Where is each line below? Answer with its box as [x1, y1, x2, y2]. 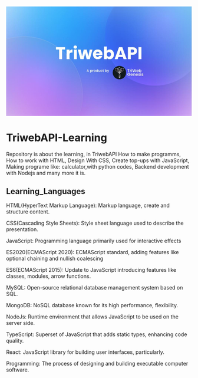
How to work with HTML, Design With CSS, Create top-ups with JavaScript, [6, 157, 190, 164]
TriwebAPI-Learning [6, 131, 107, 144]
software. [6, 366, 29, 373]
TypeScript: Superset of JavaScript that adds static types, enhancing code [6, 331, 187, 338]
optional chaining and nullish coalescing [6, 255, 104, 262]
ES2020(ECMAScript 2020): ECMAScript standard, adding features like [6, 249, 179, 256]
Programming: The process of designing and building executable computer [6, 360, 189, 367]
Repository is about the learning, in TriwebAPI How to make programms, [6, 150, 181, 157]
